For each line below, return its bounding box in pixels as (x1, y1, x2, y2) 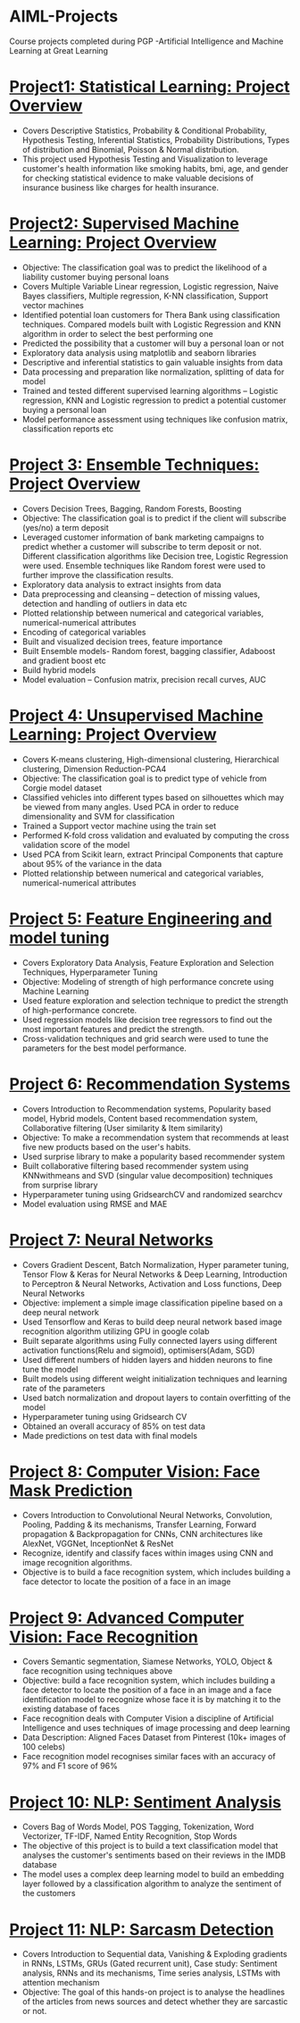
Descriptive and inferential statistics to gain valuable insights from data (21, 357, 283, 367)
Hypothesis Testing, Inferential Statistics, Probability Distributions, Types (21, 134, 290, 145)
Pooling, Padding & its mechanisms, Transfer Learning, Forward (21, 1519, 257, 1530)
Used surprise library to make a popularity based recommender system (21, 1151, 286, 1162)
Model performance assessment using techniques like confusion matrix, (21, 414, 288, 424)
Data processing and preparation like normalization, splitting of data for (21, 366, 285, 377)
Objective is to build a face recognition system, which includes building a (21, 1566, 291, 1578)
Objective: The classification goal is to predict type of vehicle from (21, 773, 268, 784)
